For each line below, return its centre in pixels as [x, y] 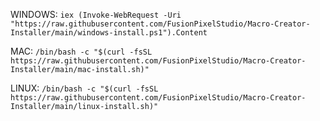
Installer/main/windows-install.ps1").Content [109, 33]
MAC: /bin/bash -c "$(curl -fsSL [81, 51]
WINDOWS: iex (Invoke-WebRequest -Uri [96, 14]
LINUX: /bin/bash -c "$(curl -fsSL [84, 88]
